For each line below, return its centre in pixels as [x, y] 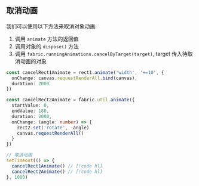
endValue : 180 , [30, 111]
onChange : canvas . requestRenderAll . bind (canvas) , [74, 78]
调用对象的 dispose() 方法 [47, 46]
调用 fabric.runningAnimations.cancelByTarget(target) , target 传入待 [101, 54]
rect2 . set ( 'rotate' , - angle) [53, 128]
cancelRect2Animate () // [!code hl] [57, 172]
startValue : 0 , [30, 106]
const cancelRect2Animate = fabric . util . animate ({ [71, 100]
